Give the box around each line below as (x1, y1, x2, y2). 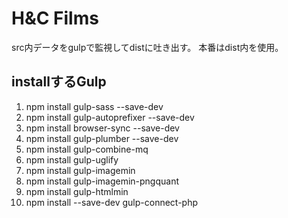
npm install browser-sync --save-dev (25, 122, 180, 134)
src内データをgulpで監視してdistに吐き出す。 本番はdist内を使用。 (11, 41, 284, 53)
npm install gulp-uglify (25, 153, 119, 166)
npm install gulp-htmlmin (25, 185, 129, 197)
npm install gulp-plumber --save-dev (25, 132, 179, 144)
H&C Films (11, 7, 99, 30)
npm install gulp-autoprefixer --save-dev (25, 111, 195, 123)
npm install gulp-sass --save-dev (25, 100, 164, 112)
